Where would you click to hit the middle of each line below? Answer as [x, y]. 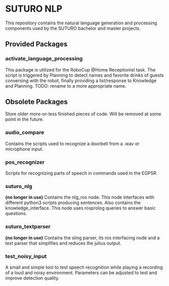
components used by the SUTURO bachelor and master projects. [73, 28]
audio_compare [25, 132]
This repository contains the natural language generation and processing [81, 23]
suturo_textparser [28, 227]
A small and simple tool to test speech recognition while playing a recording [84, 267]
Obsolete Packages [37, 102]
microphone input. [24, 149]
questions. [16, 213]
